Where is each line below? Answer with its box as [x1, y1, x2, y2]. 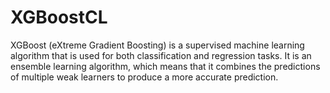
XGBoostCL [10, 6, 108, 29]
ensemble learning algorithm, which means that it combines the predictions [10, 60, 321, 72]
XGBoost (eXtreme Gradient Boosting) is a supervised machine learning [10, 39, 305, 51]
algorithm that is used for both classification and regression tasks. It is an [10, 49, 312, 61]
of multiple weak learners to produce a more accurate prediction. [10, 71, 279, 83]
